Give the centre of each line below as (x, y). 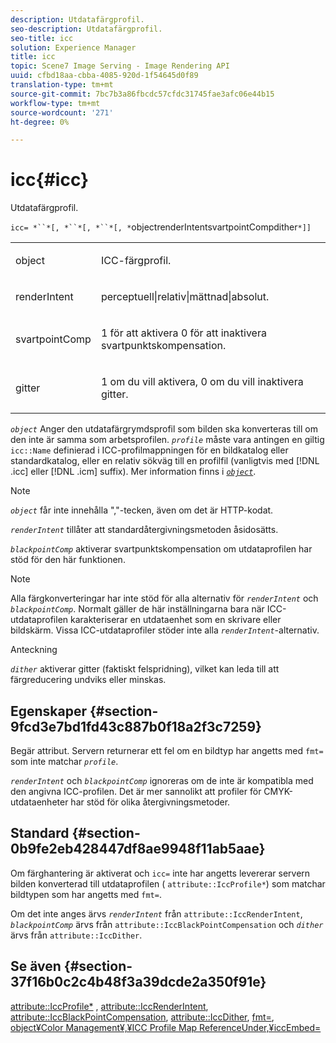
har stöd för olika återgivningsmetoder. (150, 802)
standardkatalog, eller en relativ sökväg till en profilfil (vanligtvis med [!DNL (165, 461)
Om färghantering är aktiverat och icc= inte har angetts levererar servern (160, 873)
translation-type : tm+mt (62, 85)
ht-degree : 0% (40, 122)
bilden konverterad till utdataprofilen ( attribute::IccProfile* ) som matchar (168, 883)
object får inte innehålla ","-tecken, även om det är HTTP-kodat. (142, 510)
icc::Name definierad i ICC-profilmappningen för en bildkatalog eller (149, 450)
